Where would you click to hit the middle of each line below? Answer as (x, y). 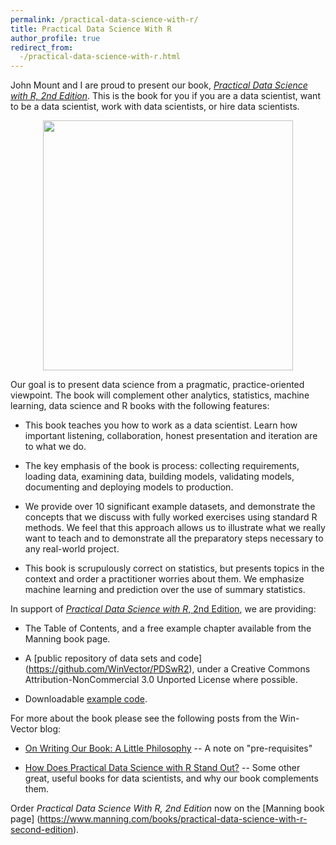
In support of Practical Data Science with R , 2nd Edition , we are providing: (163, 609)
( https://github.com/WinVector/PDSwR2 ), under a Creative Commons (167, 669)
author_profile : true (55, 38)
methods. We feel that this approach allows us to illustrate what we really (175, 528)
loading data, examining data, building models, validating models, (159, 477)
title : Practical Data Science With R (91, 29)
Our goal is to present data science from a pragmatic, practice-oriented (157, 385)
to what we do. (55, 447)
